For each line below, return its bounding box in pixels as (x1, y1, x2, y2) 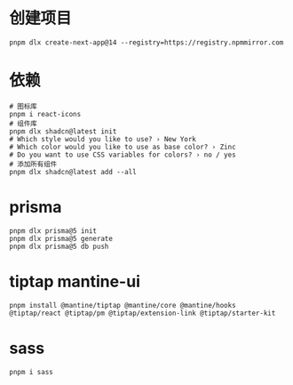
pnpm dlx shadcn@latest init (9, 126, 117, 136)
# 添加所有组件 (9, 159, 58, 169)
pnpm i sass (9, 367, 53, 376)
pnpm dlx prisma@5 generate (9, 234, 114, 243)
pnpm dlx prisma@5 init (9, 226, 98, 236)
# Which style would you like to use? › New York (9, 134, 197, 143)
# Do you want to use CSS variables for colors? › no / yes (9, 150, 237, 159)
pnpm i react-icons (9, 109, 82, 118)
